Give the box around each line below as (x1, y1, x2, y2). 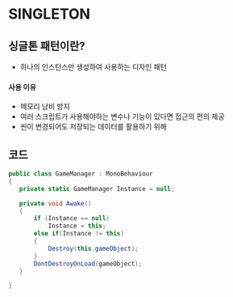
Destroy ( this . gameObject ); (48, 244, 139, 252)
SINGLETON (8, 5, 91, 23)
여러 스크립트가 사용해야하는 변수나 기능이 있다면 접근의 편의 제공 (19, 112, 225, 121)
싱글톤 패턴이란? (8, 39, 85, 53)
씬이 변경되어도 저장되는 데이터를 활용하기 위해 (19, 122, 167, 132)
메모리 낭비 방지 (19, 102, 70, 112)
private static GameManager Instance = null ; (19, 185, 175, 193)
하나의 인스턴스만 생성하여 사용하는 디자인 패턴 (19, 62, 167, 71)
